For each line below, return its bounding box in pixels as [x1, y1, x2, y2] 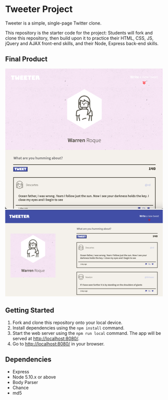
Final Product [5, 55, 47, 64]
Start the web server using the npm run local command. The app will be [12, 330, 161, 336]
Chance [12, 384, 29, 390]
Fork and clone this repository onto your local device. [12, 319, 122, 325]
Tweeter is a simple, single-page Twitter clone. [5, 20, 101, 26]
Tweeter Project [5, 4, 73, 15]
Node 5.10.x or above [12, 374, 56, 380]
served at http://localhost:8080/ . [12, 335, 79, 341]
